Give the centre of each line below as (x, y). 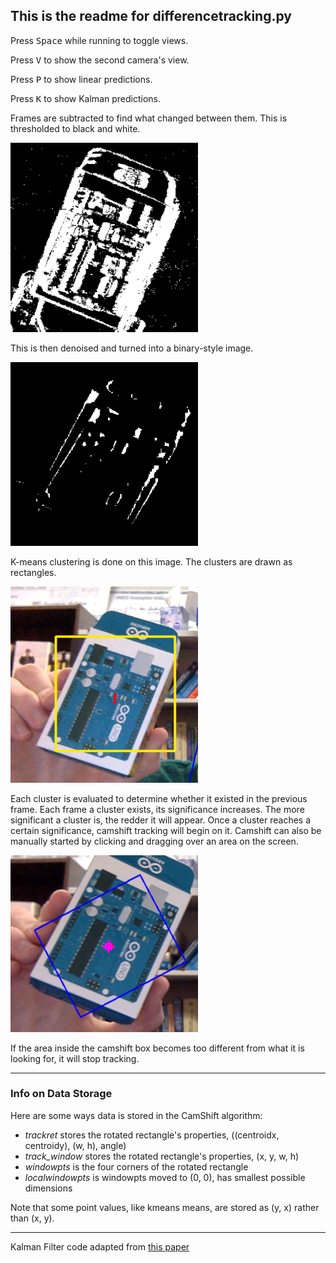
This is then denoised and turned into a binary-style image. (132, 348)
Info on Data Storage (61, 1094)
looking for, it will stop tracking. (75, 1058)
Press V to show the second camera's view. (100, 60)
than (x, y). (32, 1218)
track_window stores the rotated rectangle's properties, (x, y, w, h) (162, 1156)
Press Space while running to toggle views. (99, 40)
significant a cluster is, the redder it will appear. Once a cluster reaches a (161, 820)
